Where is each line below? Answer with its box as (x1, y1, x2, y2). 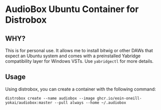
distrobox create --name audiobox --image (5, 95, 95, 101)
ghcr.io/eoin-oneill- (96, 95, 142, 101)
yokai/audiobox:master (5, 100, 52, 105)
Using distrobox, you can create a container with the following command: (5, 86, 156, 92)
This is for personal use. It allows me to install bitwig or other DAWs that (5, 48, 153, 53)
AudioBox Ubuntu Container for (5, 4, 139, 15)
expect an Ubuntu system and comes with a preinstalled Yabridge (5, 53, 141, 59)
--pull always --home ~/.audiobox (54, 100, 126, 105)
